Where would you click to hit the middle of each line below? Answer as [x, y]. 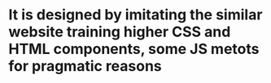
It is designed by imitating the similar [135, 15]
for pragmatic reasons [85, 66]
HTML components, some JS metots [134, 49]
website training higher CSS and [120, 32]
